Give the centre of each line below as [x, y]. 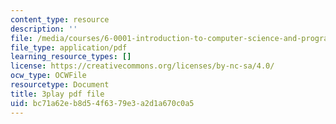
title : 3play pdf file [57, 94]
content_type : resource [60, 19]
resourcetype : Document [60, 85]
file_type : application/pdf [69, 47]
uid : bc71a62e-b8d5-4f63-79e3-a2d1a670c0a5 [102, 103]
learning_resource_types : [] [71, 57]
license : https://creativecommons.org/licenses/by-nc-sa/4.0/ [142, 66]
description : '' [44, 29]
